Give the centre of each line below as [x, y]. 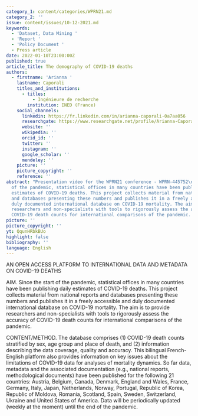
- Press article [31, 50]
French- [177, 350]
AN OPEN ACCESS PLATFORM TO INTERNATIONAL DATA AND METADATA [97, 265]
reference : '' [34, 177]
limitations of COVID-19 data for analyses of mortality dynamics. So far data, [99, 363]
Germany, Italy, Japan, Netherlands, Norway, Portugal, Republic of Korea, [95, 388]
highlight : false [27, 237]
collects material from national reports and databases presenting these [92, 295]
